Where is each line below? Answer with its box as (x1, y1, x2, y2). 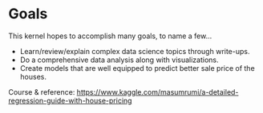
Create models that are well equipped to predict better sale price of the (19, 63, 255, 72)
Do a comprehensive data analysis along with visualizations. (19, 55, 219, 64)
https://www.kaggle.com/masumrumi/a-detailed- (76, 87, 239, 96)
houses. (19, 72, 47, 81)
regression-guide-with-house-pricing (8, 95, 132, 105)
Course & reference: (8, 87, 75, 96)
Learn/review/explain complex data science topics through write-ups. (19, 46, 250, 56)
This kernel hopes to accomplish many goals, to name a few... (8, 31, 212, 41)
